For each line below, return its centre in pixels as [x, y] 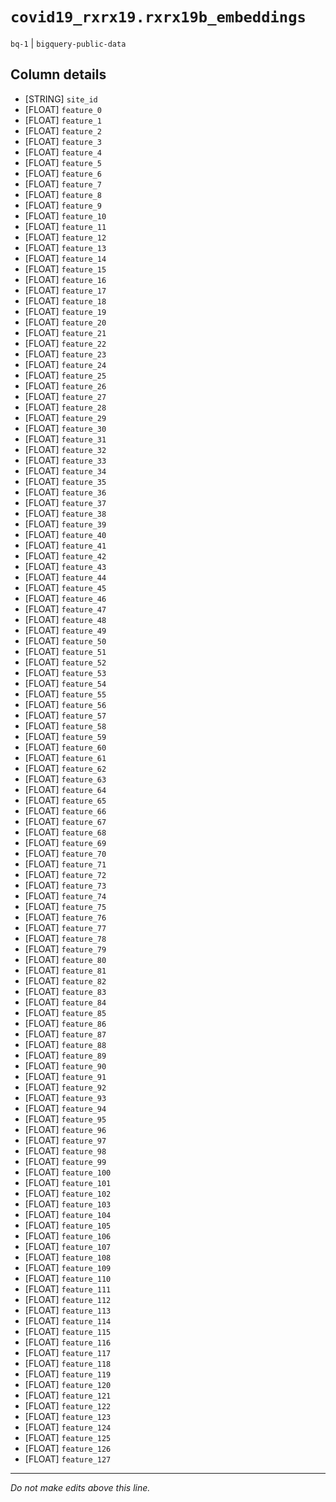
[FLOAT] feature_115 [68, 1331]
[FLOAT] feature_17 [65, 290]
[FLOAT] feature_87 [65, 1034]
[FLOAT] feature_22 [65, 343]
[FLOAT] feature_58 [65, 725]
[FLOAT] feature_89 [65, 1055]
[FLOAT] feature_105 [68, 1225]
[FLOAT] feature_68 [65, 832]
